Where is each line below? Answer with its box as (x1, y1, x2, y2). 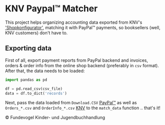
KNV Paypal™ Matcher (5, 3, 98, 14)
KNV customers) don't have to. (5, 30, 68, 36)
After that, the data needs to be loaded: (5, 68, 85, 74)
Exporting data (5, 44, 52, 52)
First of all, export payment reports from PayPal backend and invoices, (5, 57, 148, 63)
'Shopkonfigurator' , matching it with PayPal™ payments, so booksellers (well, (5, 24, 161, 30)
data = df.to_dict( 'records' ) (5, 91, 67, 96)
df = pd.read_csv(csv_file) (5, 86, 63, 91)
